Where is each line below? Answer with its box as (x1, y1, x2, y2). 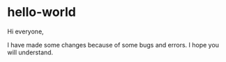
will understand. (7, 48, 54, 56)
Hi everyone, (7, 27, 44, 36)
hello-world (7, 4, 77, 20)
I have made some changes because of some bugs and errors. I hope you (7, 40, 220, 49)
